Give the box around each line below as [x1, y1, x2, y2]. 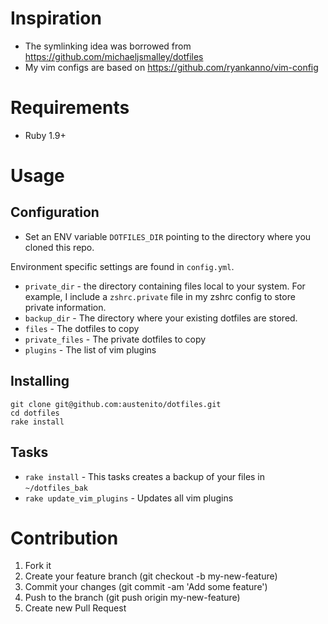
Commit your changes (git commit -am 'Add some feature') [24, 581, 268, 593]
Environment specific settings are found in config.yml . [10, 260, 235, 272]
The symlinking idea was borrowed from [24, 40, 192, 52]
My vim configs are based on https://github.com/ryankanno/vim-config [24, 61, 319, 73]
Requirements [10, 97, 130, 119]
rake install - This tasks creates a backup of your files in [24, 470, 266, 482]
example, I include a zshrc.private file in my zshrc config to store [24, 290, 296, 302]
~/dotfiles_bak [24, 483, 89, 493]
